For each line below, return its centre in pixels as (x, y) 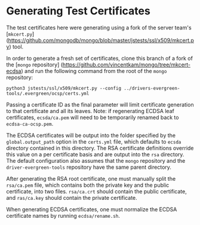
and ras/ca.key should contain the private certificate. (72, 197)
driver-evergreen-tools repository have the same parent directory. (89, 167)
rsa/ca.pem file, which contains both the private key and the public (88, 185)
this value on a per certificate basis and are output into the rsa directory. (95, 154)
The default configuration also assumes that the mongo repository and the (96, 160)
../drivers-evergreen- (152, 88)
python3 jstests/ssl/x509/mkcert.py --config (64, 88)
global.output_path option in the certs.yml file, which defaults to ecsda (94, 141)
